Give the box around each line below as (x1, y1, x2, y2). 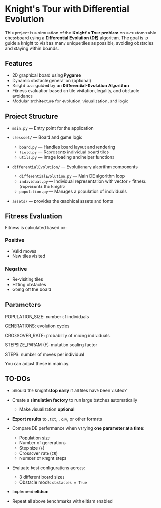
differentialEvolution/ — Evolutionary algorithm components (12, 164, 138, 169)
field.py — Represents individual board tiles (19, 149, 109, 155)
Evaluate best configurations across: (12, 465, 85, 471)
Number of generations (19, 440, 66, 445)
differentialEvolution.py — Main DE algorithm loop (19, 173, 125, 179)
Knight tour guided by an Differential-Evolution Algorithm (12, 83, 129, 88)
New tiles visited (12, 253, 45, 259)
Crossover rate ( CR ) (19, 450, 58, 456)
